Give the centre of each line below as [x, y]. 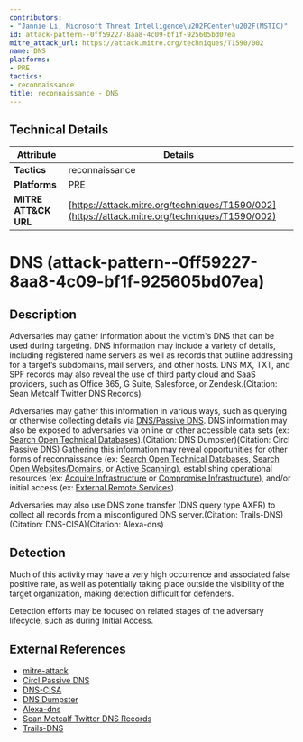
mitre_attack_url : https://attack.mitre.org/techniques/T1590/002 [137, 43]
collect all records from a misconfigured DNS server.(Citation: [124, 515]
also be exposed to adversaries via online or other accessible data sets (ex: [150, 430]
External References [68, 649]
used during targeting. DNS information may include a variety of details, [143, 346]
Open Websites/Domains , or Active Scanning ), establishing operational [141, 469]
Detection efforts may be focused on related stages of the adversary [137, 611]
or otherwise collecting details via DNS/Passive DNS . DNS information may [148, 421]
